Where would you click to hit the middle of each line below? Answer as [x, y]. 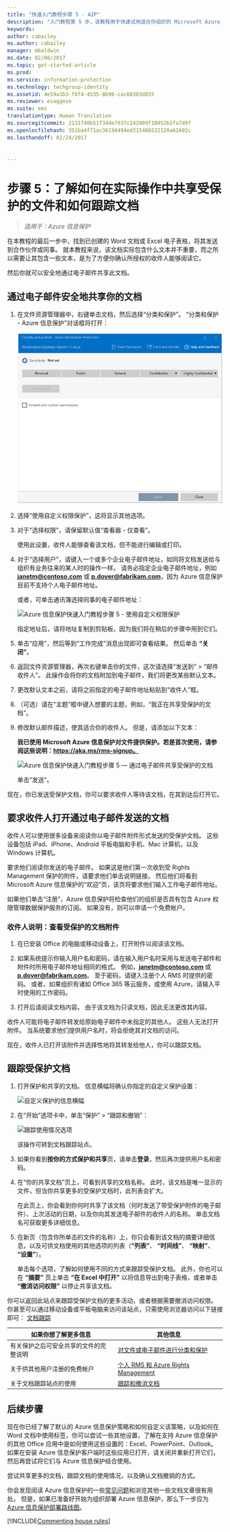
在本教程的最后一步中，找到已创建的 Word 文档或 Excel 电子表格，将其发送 [113, 241]
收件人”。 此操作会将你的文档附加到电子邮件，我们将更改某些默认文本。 [118, 675]
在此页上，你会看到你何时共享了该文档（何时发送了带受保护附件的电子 [116, 1205]
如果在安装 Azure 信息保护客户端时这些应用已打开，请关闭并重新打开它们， [113, 1452]
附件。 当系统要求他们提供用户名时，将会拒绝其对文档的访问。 [95, 1030]
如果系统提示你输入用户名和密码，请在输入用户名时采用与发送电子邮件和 [119, 958]
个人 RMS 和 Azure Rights [154, 1365]
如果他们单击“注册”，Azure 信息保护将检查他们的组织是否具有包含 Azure [109, 899]
